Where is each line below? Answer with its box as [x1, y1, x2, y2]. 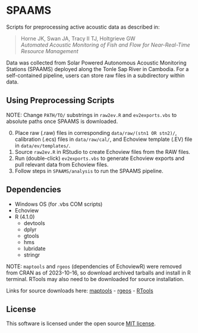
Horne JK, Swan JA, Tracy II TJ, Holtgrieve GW [20, 35, 136, 42]
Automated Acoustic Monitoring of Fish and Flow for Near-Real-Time [20, 41, 190, 48]
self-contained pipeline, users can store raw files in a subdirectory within [6, 72, 185, 79]
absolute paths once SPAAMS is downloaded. [6, 118, 118, 125]
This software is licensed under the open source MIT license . [6, 320, 156, 327]
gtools [23, 232, 40, 239]
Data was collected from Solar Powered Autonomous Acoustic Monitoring [6, 59, 187, 66]
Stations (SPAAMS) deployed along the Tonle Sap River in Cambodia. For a [6, 65, 189, 72]
